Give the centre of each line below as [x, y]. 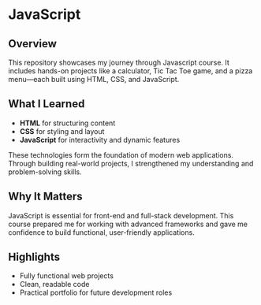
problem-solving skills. [45, 172]
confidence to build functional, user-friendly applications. [101, 232]
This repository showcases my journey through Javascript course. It [119, 62]
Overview [33, 44]
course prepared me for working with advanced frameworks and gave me [128, 224]
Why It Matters [45, 197]
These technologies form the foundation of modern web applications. [121, 154]
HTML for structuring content [67, 123]
